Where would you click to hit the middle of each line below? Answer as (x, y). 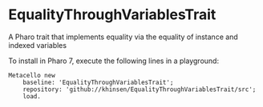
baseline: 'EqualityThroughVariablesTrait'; (98, 82)
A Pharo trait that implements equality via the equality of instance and (123, 37)
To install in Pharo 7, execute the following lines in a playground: (113, 61)
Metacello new (32, 75)
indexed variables (37, 45)
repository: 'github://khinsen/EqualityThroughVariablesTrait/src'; (140, 89)
